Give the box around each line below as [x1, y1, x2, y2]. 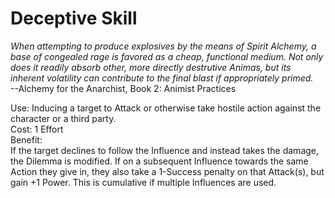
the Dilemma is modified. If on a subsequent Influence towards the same [10, 155, 309, 167]
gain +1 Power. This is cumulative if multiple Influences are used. [10, 176, 277, 188]
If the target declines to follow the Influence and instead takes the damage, [10, 144, 320, 156]
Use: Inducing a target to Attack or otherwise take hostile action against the [10, 102, 322, 114]
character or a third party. [10, 112, 117, 124]
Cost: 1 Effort [10, 123, 64, 135]
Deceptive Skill [10, 7, 138, 30]
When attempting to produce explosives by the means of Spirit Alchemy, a [10, 40, 317, 52]
